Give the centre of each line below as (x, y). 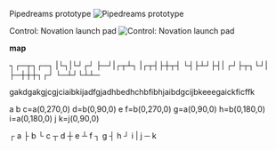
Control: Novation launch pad (63, 31)
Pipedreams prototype (50, 14)
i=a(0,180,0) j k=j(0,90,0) (54, 118)
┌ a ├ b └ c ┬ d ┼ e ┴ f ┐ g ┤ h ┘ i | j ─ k (83, 136)
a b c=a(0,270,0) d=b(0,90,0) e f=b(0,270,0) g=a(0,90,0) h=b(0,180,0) (137, 109)
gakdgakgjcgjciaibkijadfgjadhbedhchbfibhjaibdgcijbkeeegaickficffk (132, 92)
